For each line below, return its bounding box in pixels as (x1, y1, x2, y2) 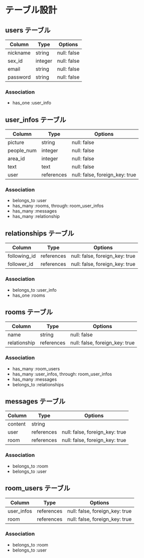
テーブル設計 (5, 4, 57, 16)
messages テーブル (5, 397, 66, 406)
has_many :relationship (12, 214, 60, 220)
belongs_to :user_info (12, 287, 57, 293)
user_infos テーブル (5, 115, 66, 124)
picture (7, 139, 24, 146)
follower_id (7, 261, 33, 268)
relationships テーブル (5, 229, 75, 237)
